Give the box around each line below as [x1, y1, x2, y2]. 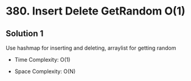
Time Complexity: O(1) [14, 56, 71, 63]
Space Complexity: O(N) [14, 68, 76, 75]
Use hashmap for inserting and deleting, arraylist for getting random [5, 44, 176, 51]
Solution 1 [5, 28, 44, 39]
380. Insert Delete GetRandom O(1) [5, 4, 186, 18]
